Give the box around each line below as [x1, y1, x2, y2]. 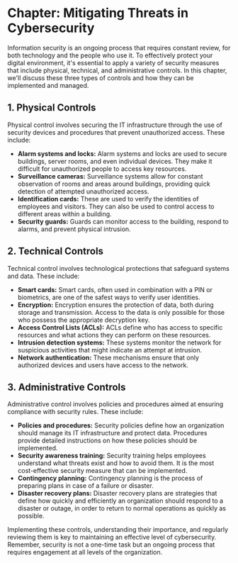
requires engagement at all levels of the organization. [7, 548, 163, 557]
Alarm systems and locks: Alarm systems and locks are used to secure [17, 149, 227, 157]
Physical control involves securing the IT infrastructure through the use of [7, 121, 223, 129]
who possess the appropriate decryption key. [17, 316, 150, 324]
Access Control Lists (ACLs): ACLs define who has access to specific [17, 323, 223, 331]
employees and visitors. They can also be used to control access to [17, 202, 215, 211]
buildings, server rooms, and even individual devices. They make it [17, 157, 212, 165]
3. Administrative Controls [7, 381, 126, 393]
